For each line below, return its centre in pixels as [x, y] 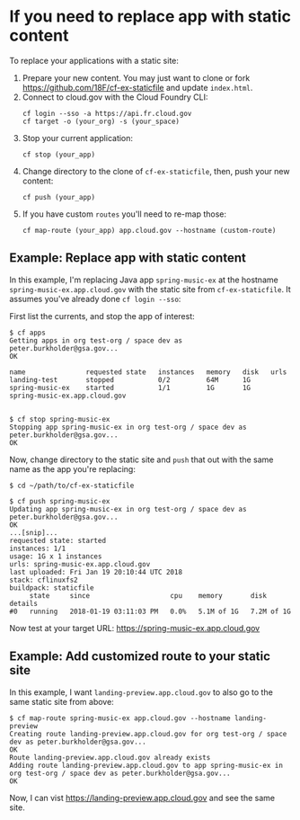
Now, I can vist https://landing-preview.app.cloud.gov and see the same [142, 798]
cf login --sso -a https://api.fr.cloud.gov [107, 113]
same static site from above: [62, 701]
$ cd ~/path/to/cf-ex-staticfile [72, 486]
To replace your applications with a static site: [94, 60]
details [24, 603]
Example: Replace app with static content [128, 258]
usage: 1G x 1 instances [56, 556]
